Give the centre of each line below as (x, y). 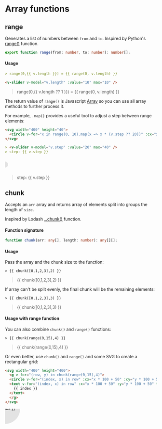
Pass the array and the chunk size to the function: (54, 262)
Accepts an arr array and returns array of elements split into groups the (76, 205)
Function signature (24, 230)
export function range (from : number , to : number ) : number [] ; (68, 52)
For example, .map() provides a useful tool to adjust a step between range (78, 115)
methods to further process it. (35, 106)
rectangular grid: (22, 362)
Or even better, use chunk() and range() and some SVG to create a (71, 356)
